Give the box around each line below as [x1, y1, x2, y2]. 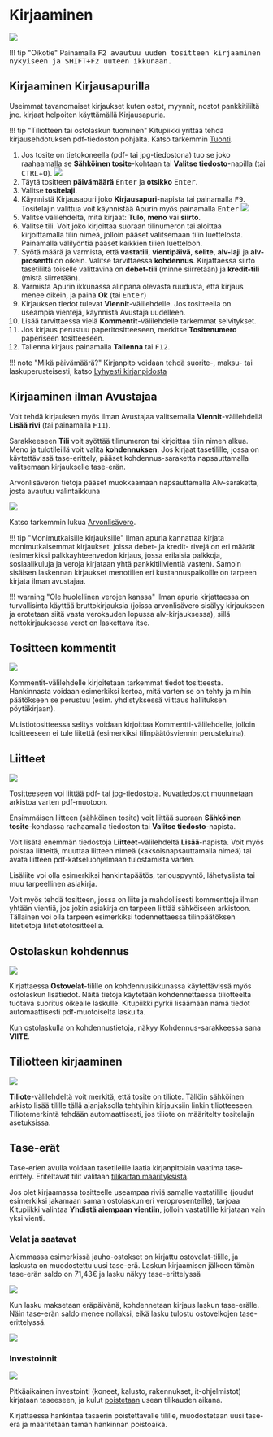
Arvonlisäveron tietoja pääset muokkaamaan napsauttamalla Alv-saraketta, [9, 477, 259, 487]
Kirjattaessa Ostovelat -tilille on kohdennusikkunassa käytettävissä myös [9, 981, 252, 991]
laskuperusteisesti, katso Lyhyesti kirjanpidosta [9, 366, 167, 376]
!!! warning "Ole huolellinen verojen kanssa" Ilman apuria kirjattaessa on [9, 592, 250, 601]
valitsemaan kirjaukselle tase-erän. [9, 462, 126, 471]
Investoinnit [9, 1352, 58, 1364]
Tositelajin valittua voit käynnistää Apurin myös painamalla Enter [20, 203, 240, 213]
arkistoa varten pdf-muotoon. [9, 797, 108, 807]
